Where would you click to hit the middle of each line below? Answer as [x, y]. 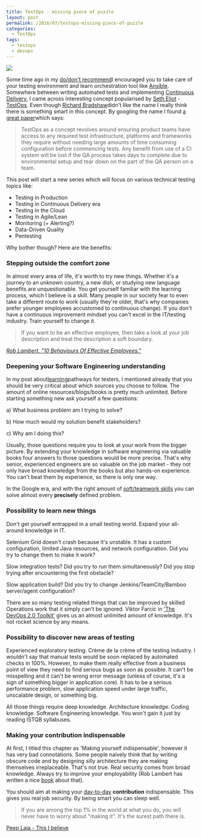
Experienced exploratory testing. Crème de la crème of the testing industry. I [101, 650]
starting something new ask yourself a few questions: [72, 398]
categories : [21, 29]
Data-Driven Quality [39, 229]
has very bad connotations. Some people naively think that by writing [92, 755]
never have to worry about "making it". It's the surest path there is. [103, 817]
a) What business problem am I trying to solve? [64, 410]
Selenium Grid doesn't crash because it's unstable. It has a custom [89, 542]
